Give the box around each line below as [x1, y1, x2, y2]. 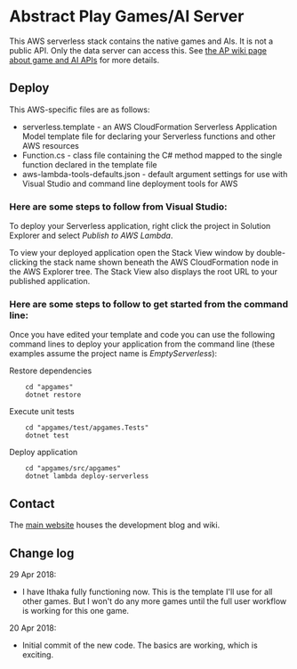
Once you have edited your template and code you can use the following [9, 330, 276, 340]
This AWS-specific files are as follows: [9, 104, 150, 115]
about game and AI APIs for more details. [9, 54, 160, 65]
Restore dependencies [9, 365, 92, 376]
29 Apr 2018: [9, 568, 57, 580]
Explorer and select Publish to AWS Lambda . [9, 230, 173, 241]
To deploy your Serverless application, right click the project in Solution [9, 221, 271, 232]
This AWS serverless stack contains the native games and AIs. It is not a [9, 36, 274, 46]
